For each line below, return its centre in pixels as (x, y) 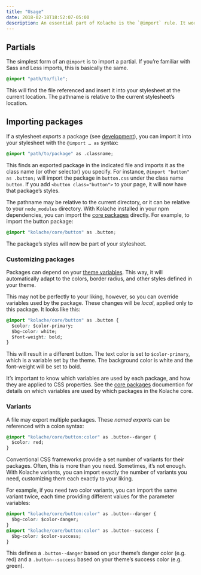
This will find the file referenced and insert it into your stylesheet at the (93, 90)
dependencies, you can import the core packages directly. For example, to (98, 215)
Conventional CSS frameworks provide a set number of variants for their (95, 459)
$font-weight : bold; (37, 337)
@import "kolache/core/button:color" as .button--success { (83, 531)
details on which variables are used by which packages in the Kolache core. (100, 391)
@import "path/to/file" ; (37, 79)
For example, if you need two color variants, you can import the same (92, 490)
